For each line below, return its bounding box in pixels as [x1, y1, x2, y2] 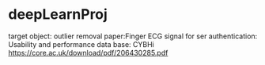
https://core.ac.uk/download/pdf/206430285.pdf [8, 48, 168, 57]
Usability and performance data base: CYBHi [8, 39, 154, 49]
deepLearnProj [8, 5, 108, 23]
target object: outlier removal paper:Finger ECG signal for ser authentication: [8, 31, 258, 41]
